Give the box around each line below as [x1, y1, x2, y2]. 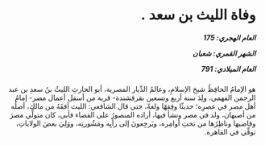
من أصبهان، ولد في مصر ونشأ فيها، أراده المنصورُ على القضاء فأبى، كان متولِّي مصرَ [9, 110, 256, 120]
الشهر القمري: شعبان [192, 48, 256, 58]
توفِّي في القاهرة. [204, 127, 256, 137]
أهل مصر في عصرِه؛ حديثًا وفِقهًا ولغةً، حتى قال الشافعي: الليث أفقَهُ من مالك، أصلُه [10, 101, 256, 111]
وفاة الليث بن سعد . [140, 6, 256, 24]
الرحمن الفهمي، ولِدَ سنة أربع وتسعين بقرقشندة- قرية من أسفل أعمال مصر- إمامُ [14, 93, 256, 102]
